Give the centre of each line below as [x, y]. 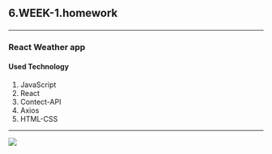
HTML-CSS [39, 119]
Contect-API [40, 102]
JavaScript [38, 85]
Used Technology [39, 66]
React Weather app [47, 48]
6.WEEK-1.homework [63, 13]
